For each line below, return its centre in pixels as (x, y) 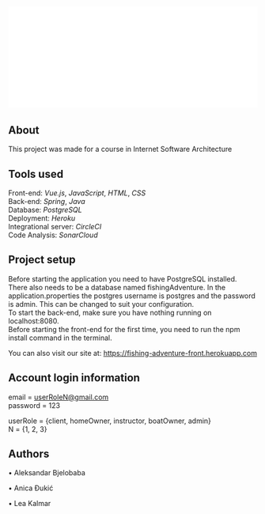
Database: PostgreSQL (45, 210)
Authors (29, 454)
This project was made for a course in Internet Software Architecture (120, 149)
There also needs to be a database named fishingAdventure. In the (117, 287)
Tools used (36, 174)
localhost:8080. (34, 321)
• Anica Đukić (31, 488)
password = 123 (34, 405)
